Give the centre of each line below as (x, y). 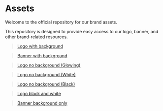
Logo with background (40, 46)
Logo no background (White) (46, 74)
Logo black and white (39, 93)
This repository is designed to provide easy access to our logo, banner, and (82, 31)
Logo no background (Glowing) (49, 65)
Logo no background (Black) (46, 84)
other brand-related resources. (36, 37)
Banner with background (42, 55)
